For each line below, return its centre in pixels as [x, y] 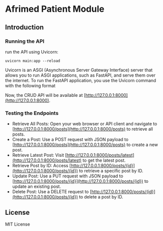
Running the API [25, 41]
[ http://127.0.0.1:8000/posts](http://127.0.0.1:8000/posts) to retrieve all [82, 129]
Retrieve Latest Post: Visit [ [40, 155]
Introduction [25, 27]
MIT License [18, 224]
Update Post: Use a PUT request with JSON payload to [68, 176]
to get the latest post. [104, 160]
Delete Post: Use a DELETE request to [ [52, 192]
